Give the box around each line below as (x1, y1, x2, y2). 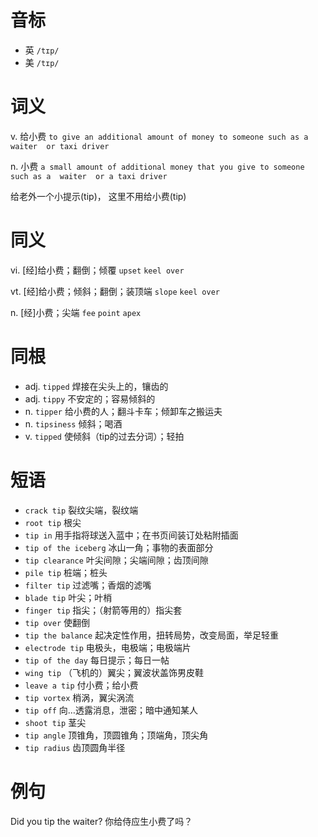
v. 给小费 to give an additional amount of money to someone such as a (10, 130, 309, 142)
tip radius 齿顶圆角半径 (24, 741, 126, 753)
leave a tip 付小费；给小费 (24, 679, 139, 691)
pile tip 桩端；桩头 (24, 566, 108, 578)
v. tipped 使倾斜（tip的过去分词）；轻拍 (24, 430, 185, 442)
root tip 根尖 (24, 516, 82, 528)
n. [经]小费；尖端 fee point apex (10, 306, 142, 318)
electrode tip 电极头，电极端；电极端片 (24, 641, 192, 653)
